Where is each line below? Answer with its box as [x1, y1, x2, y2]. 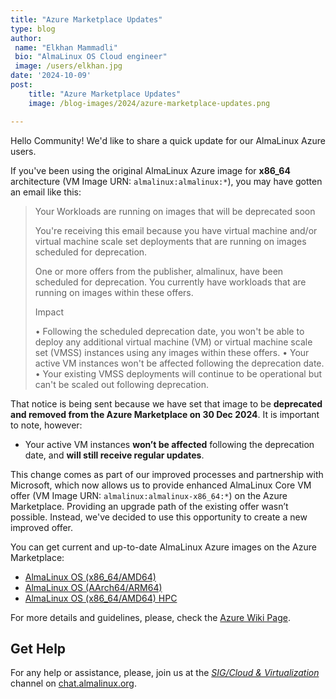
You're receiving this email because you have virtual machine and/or [34, 224, 318, 236]
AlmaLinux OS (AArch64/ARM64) [24, 581, 163, 593]
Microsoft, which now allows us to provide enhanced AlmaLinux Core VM [10, 479, 312, 491]
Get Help [10, 640, 67, 657]
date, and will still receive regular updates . [24, 449, 205, 461]
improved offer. [10, 521, 74, 533]
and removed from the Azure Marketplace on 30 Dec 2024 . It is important [10, 408, 320, 420]
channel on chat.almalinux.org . [10, 677, 137, 690]
